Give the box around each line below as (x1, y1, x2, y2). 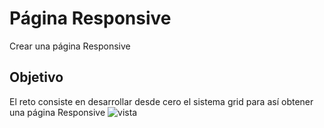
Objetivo (9, 69, 64, 86)
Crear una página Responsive (9, 40, 131, 52)
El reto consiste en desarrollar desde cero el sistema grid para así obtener (9, 95, 314, 107)
